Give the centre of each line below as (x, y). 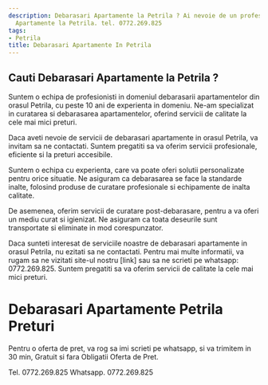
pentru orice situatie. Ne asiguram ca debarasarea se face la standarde (125, 178)
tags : (17, 30)
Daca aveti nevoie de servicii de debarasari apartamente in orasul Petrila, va (133, 137)
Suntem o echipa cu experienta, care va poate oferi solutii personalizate (126, 170)
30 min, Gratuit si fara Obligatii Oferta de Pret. (84, 356)
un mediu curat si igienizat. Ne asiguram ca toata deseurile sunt (113, 219)
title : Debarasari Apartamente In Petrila (80, 45)
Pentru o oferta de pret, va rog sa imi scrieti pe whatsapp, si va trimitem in (130, 348)
